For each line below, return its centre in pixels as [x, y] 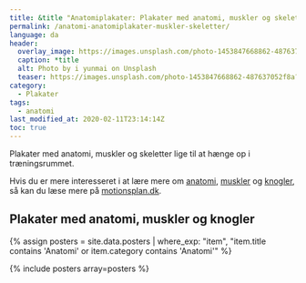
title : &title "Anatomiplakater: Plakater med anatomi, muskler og [140, 18]
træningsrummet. [42, 163]
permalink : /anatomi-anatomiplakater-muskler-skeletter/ [120, 26]
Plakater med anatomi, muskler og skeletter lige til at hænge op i [130, 154]
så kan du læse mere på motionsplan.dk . [86, 191]
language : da [34, 35]
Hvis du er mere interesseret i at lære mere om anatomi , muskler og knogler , [152, 181]
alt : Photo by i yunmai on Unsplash [87, 69]
